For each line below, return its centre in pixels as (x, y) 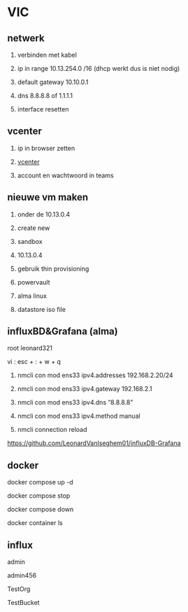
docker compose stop (39, 496)
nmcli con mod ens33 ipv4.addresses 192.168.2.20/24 (95, 375)
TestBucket (23, 603)
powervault (34, 282)
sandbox (30, 241)
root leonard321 (30, 348)
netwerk (26, 38)
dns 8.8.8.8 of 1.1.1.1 (45, 96)
